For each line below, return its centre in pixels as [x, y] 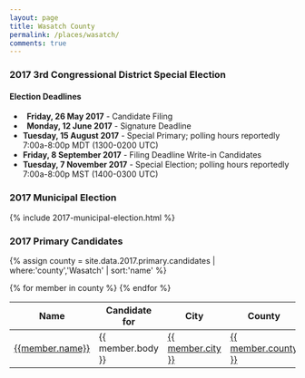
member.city [195, 348]
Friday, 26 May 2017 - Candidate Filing [100, 116]
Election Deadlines [45, 96]
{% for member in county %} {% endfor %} [90, 287]
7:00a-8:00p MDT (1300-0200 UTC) [90, 145]
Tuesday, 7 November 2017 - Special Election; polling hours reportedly [156, 165]
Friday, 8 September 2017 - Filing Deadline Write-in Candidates [142, 155]
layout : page [34, 18]
